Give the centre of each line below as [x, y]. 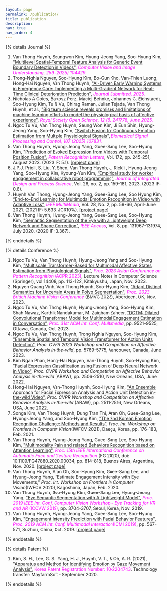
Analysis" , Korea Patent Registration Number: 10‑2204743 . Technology [85, 569]
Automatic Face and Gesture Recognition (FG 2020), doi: [71, 455]
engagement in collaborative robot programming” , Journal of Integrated [86, 178]
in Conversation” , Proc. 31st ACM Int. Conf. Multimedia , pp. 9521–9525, [85, 323]
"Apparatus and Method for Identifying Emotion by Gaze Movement [82, 564]
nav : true [16, 28]
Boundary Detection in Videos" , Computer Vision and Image [74, 67]
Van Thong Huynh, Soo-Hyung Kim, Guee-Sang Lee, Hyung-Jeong [81, 492]
